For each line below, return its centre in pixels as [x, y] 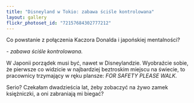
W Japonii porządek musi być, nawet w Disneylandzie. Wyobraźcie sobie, [98, 63]
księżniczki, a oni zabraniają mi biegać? [55, 94]
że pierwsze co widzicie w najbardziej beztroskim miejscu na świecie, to [96, 69]
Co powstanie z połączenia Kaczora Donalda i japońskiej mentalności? [93, 40]
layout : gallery [26, 17]
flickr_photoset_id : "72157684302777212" [59, 23]
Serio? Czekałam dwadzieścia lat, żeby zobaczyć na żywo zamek [87, 87]
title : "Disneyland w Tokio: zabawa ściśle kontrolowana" [80, 12]
